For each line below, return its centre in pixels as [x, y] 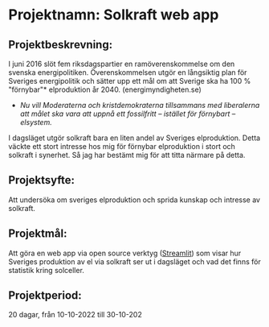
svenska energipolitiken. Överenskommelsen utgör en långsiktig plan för [128, 72]
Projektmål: [38, 234]
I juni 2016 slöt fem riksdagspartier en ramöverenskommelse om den [122, 64]
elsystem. [36, 122]
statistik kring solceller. [46, 270]
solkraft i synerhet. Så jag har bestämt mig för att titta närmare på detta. [127, 155]
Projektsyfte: [41, 180]
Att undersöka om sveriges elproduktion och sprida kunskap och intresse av [134, 200]
